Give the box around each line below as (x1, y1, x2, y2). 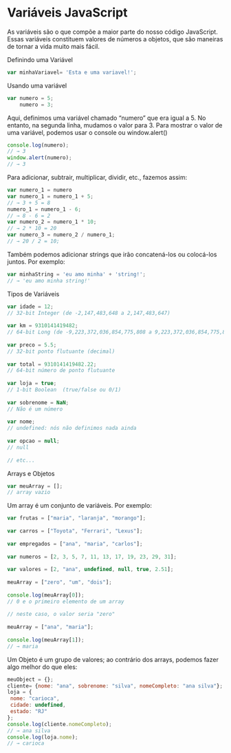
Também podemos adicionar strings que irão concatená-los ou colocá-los (7, 250, 217, 258)
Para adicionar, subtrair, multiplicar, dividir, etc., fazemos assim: (7, 174, 188, 182)
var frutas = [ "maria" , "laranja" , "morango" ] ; (7, 515, 146, 522)
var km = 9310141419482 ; (7, 322, 78, 329)
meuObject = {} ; (7, 676, 54, 683)
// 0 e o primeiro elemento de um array (7, 598, 125, 605)
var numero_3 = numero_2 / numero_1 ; (7, 231, 115, 238)
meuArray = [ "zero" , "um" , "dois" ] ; (7, 579, 112, 586)
